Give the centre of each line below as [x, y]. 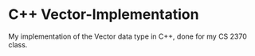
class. [18, 44]
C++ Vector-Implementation [104, 15]
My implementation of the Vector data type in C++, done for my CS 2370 [127, 36]
